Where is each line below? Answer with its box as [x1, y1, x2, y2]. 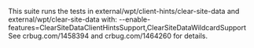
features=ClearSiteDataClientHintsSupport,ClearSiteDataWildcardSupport [8, 23, 246, 32]
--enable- [119, 15, 151, 24]
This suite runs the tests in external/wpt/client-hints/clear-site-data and [8, 7, 240, 15]
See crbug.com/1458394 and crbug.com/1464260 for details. [8, 31, 208, 40]
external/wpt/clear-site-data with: [8, 15, 118, 24]
